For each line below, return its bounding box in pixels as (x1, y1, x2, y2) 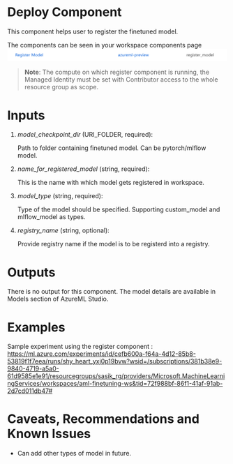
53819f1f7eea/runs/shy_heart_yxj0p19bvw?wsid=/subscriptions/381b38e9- (7, 357, 223, 366)
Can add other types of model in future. (17, 449, 131, 458)
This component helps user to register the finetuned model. (7, 27, 179, 36)
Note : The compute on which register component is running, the (24, 68, 210, 77)
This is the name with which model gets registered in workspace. (17, 179, 204, 187)
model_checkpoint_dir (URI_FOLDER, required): (17, 130, 153, 139)
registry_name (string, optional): (17, 226, 110, 234)
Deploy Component (7, 4, 122, 20)
